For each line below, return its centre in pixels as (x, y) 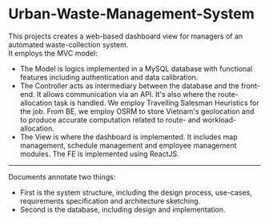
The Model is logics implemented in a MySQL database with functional (136, 68)
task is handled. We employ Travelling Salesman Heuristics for (157, 103)
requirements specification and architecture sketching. (110, 200)
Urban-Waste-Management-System (131, 14)
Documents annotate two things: (62, 176)
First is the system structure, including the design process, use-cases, (136, 192)
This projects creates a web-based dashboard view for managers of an (126, 36)
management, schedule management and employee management (128, 145)
